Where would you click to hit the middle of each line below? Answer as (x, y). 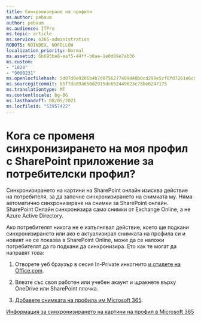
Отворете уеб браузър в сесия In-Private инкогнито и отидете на (98, 264)
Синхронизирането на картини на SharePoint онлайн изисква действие (97, 190)
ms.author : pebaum (29, 17)
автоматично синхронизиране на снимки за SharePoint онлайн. (87, 203)
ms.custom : (20, 62)
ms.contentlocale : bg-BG (37, 95)
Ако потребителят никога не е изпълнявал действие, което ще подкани (98, 227)
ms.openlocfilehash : (32, 78)
